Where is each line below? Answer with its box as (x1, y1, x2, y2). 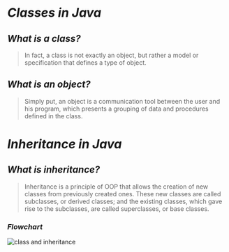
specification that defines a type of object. (24, 58, 147, 67)
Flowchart (7, 221, 43, 231)
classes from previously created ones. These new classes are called (24, 189, 221, 198)
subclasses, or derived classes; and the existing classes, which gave (24, 197, 223, 205)
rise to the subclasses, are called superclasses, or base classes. (24, 204, 209, 213)
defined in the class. (24, 111, 83, 120)
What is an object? (7, 79, 91, 90)
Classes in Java (7, 5, 102, 21)
